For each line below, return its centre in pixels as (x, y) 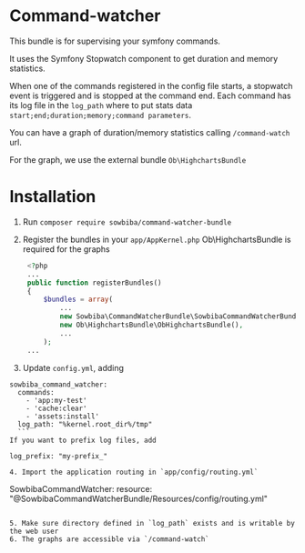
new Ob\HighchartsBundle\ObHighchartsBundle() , (152, 325)
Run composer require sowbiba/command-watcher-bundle (127, 221)
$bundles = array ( (78, 300)
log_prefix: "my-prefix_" (58, 456)
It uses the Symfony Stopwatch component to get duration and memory (144, 58)
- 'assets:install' (63, 416)
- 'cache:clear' (57, 408)
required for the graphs (66, 249)
